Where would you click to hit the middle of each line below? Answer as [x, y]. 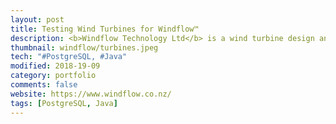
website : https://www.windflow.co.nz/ [91, 94]
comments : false [44, 85]
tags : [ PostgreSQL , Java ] [64, 103]
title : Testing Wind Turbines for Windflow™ [104, 29]
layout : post [37, 19]
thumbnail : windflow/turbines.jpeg [84, 47]
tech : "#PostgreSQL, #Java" [69, 57]
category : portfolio [53, 76]
